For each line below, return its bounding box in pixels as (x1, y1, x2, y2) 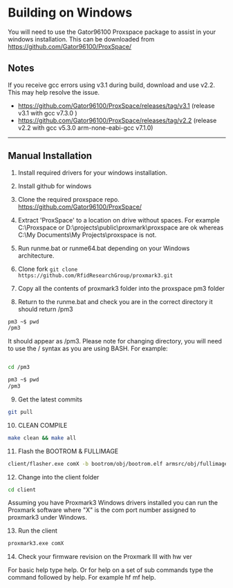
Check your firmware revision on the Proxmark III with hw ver (17, 553, 192, 561)
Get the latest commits (17, 395, 82, 404)
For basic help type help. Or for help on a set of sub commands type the (8, 566, 214, 574)
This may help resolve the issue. (8, 88, 100, 96)
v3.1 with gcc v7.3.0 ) (17, 108, 78, 117)
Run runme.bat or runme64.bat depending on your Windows (17, 244, 190, 252)
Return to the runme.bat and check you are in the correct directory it (17, 297, 213, 305)
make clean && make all (8, 434, 77, 442)
